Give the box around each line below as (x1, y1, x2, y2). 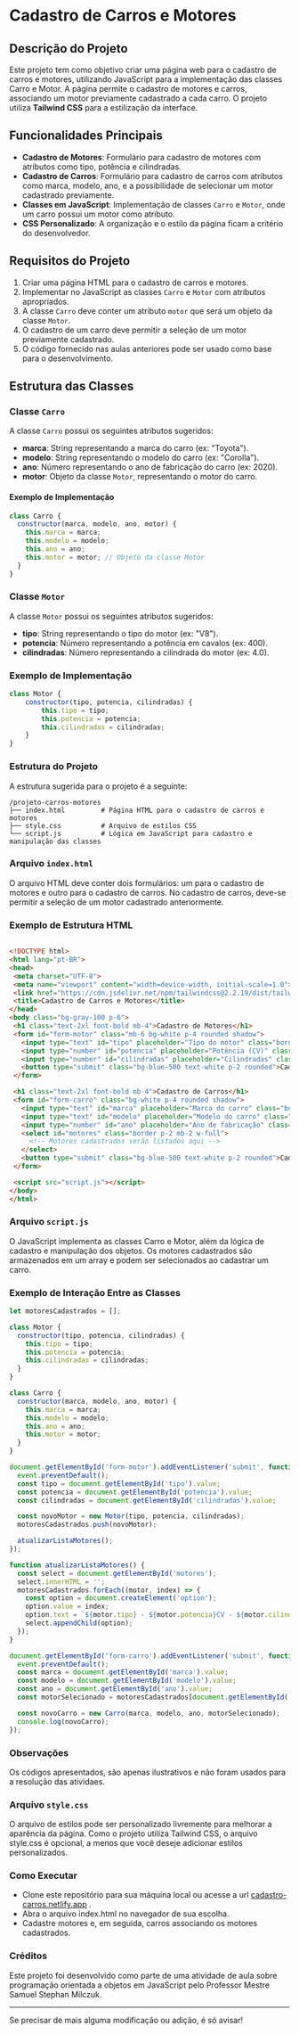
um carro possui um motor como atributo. (21, 209, 175, 219)
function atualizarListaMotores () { (9, 1561, 145, 1570)
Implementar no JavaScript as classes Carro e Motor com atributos (21, 286, 266, 297)
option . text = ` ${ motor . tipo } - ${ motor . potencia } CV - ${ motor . (25, 1611, 269, 1620)
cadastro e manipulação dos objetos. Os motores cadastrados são (9, 1245, 253, 1256)
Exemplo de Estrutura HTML (9, 919, 133, 931)
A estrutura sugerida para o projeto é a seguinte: (9, 781, 188, 791)
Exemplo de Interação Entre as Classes (9, 1286, 181, 1299)
